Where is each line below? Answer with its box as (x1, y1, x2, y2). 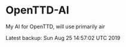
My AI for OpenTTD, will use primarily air (5, 23, 105, 30)
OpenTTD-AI (5, 4, 69, 17)
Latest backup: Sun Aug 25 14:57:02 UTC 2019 (5, 34, 121, 41)
